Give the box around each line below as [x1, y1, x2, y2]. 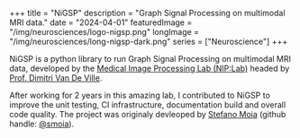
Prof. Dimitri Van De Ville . [9, 73, 103, 83]
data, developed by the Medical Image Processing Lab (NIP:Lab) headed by [9, 63, 290, 73]
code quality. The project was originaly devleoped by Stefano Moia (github [9, 109, 286, 119]
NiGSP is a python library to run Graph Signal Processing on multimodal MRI [9, 54, 291, 64]
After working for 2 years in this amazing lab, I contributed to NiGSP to [9, 90, 270, 100]
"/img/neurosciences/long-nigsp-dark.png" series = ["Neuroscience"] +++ [9, 36, 288, 47]
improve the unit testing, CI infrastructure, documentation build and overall [9, 99, 286, 110]
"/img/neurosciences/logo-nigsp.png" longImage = [9, 27, 200, 37]
